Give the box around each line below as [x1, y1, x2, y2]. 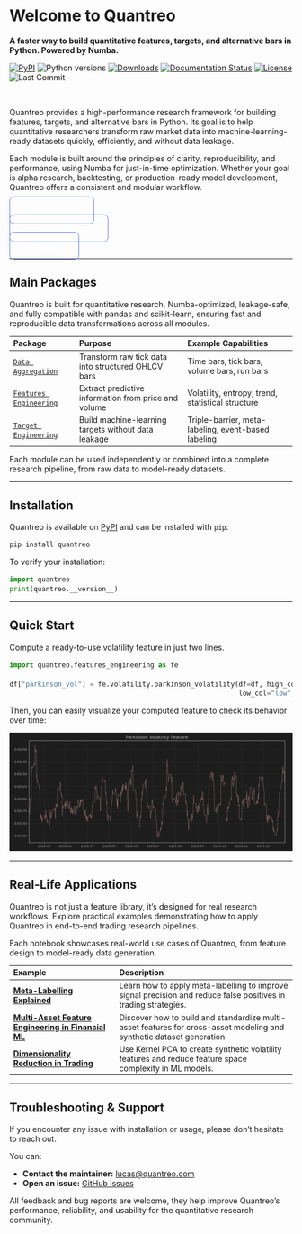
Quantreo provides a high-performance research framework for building [9, 106, 277, 117]
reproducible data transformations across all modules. [9, 317, 209, 329]
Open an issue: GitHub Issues [22, 1178, 135, 1189]
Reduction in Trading [13, 1058, 93, 1069]
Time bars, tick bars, [187, 356, 263, 366]
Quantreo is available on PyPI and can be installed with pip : [9, 522, 229, 533]
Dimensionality [13, 1048, 72, 1059]
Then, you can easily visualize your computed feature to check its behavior [9, 705, 288, 717]
